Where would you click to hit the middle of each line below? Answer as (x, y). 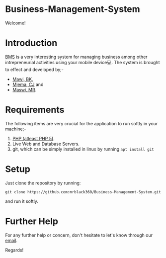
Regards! (14, 250)
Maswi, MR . (24, 89)
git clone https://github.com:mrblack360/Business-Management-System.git (83, 192)
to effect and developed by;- (34, 69)
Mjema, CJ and (28, 84)
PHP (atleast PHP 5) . (33, 138)
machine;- (16, 129)
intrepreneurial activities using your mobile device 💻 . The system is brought (83, 62)
